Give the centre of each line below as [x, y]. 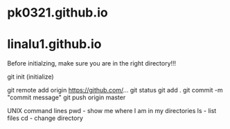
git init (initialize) [30, 77]
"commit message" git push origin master [67, 97]
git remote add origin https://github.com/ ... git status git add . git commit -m [115, 90]
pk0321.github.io [58, 13]
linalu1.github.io [54, 44]
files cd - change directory [45, 118]
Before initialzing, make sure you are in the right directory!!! [92, 63]
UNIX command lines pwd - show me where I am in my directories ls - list [112, 111]
